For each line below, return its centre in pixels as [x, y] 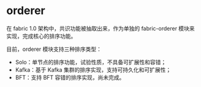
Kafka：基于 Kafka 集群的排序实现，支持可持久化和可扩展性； [93, 70]
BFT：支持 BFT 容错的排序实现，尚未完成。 [70, 77]
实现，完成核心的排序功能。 [41, 36]
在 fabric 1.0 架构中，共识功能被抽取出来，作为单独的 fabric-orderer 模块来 [100, 28]
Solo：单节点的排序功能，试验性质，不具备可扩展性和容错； [91, 62]
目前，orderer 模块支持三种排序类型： [54, 49]
